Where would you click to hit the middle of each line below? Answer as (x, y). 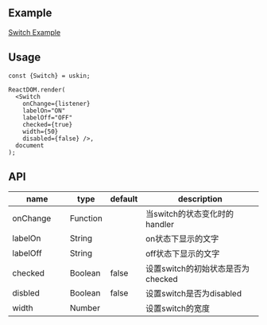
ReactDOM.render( (37, 90)
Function (87, 218)
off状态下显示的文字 (183, 254)
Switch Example (35, 32)
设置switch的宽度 (178, 308)
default (124, 199)
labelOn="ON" (44, 111)
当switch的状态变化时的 (190, 214)
